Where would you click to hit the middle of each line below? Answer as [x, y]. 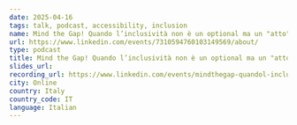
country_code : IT [41, 99]
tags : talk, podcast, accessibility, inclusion [99, 26]
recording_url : [37, 75]
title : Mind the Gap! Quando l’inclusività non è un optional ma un [138, 58]
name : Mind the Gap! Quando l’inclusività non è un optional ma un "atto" [150, 33]
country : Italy [37, 91]
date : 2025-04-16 [41, 17]
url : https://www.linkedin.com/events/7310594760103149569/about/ [134, 42]
